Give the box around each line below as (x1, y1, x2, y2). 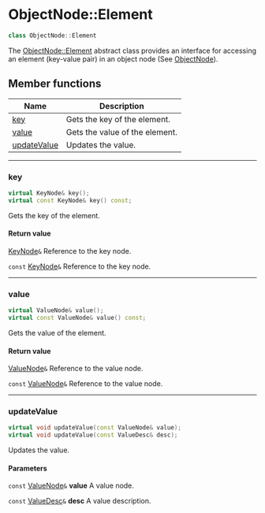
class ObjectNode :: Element (8, 32, 97, 39)
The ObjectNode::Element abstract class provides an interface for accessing (8, 46, 257, 55)
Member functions (8, 77, 102, 91)
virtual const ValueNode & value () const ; (8, 314, 147, 322)
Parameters (8, 463, 47, 473)
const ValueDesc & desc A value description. (8, 496, 151, 506)
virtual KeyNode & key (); (8, 189, 90, 197)
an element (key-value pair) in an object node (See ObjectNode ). (8, 54, 218, 64)
